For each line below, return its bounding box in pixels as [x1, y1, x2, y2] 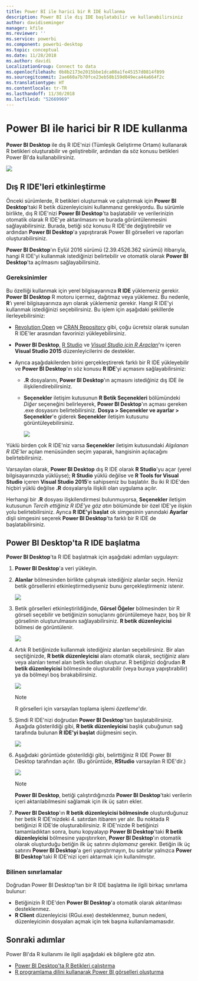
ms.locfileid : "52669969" [6, 96, 70, 102]
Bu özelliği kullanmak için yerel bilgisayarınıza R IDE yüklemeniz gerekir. [6, 287, 180, 294]
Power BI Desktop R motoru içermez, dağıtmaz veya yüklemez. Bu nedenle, [6, 293, 190, 300]
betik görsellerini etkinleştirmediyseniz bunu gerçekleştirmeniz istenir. [14, 583, 184, 590]
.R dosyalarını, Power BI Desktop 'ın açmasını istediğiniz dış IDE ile [23, 376, 184, 384]
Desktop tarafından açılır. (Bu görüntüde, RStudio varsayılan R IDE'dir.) [14, 758, 186, 765]
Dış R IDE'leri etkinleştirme [6, 181, 106, 191]
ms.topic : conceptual [6, 47, 60, 53]
